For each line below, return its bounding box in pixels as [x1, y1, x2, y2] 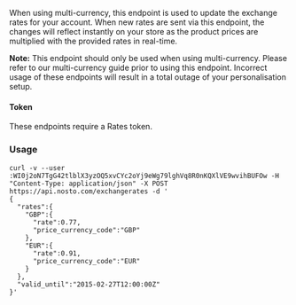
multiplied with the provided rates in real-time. [9, 35, 178, 46]
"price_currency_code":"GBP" [32, 225, 141, 234]
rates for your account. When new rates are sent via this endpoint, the [9, 17, 265, 27]
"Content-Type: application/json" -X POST [9, 179, 168, 188]
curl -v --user [9, 163, 66, 172]
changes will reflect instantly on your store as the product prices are [9, 27, 259, 36]
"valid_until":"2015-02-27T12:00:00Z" [17, 279, 161, 289]
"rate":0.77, [32, 217, 82, 227]
